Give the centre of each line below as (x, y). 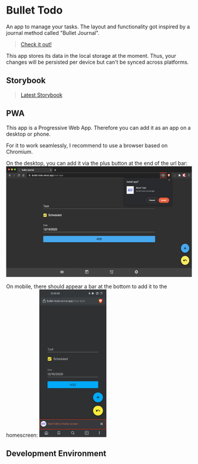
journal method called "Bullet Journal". (53, 32)
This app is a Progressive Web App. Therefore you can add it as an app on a (98, 128)
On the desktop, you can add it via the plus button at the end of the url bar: (97, 163)
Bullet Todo (34, 10)
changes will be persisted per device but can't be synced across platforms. (98, 62)
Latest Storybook (42, 94)
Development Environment (56, 453)
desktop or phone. (29, 134)
